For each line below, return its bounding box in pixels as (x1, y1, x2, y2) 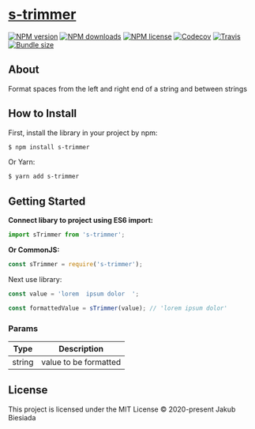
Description (58, 343, 104, 354)
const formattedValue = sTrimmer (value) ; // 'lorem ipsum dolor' (8, 304, 227, 312)
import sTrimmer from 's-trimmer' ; (8, 231, 126, 239)
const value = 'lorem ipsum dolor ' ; (8, 290, 140, 298)
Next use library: (8, 274, 62, 284)
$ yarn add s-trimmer (8, 172, 80, 181)
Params (8, 322, 38, 333)
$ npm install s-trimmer (8, 143, 90, 151)
